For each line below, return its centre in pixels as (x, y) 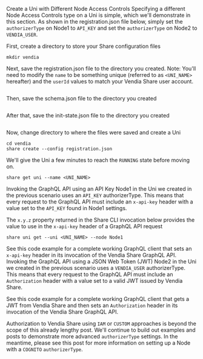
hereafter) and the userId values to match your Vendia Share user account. (100, 81)
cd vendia (19, 143)
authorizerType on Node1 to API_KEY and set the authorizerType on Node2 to (102, 28)
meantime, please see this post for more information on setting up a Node (98, 343)
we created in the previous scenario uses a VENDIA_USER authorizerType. (96, 268)
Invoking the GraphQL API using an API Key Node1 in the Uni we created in (99, 189)
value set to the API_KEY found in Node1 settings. (67, 208)
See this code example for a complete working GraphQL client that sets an (99, 249)
